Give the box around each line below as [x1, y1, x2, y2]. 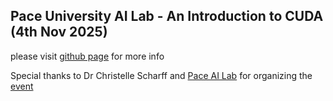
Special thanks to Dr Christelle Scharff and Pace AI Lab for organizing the [10, 69, 313, 81]
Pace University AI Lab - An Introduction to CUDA [10, 8, 324, 25]
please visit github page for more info [10, 50, 165, 62]
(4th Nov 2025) [10, 24, 108, 41]
